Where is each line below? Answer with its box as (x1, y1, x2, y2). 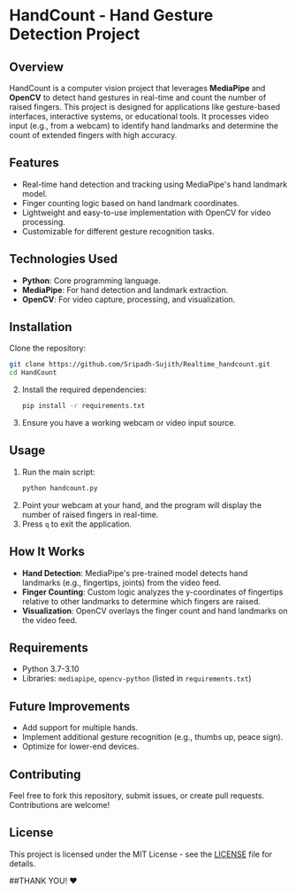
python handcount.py (21, 483, 98, 492)
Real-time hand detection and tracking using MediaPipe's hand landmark (21, 179, 288, 189)
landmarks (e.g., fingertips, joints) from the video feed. (21, 577, 222, 588)
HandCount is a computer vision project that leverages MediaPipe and (9, 83, 266, 93)
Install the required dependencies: (21, 384, 148, 395)
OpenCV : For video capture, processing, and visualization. (21, 294, 236, 304)
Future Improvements (9, 698, 131, 713)
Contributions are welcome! (9, 800, 110, 810)
